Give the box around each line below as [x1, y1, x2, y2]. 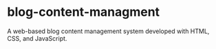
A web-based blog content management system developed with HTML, [7, 27, 210, 35]
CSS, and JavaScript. [7, 34, 67, 42]
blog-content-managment [7, 4, 160, 20]
